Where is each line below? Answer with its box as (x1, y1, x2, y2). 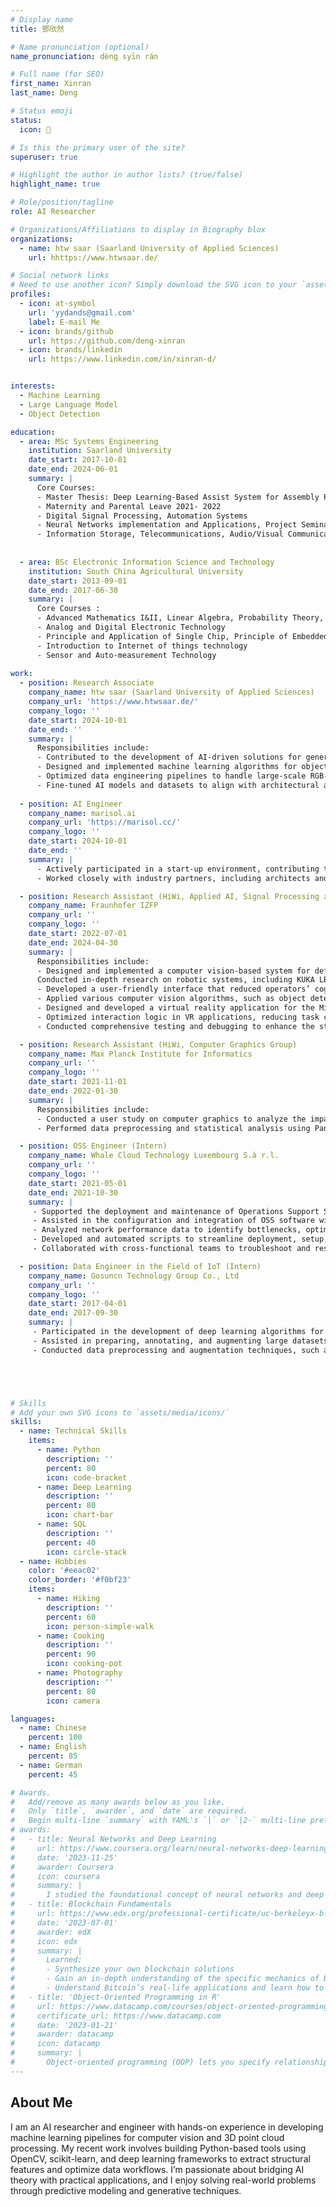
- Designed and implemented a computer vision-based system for (36, 966, 311, 976)
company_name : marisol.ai (28, 808, 137, 818)
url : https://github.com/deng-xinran (28, 336, 186, 346)
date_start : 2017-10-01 (28, 455, 128, 465)
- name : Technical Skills (19, 1426, 128, 1436)
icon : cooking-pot (46, 1659, 123, 1669)
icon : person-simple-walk (46, 1621, 155, 1631)
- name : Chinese (19, 1723, 87, 1733)
